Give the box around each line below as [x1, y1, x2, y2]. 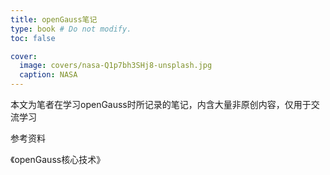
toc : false [10, 33, 56, 43]
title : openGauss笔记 [10, 14, 98, 25]
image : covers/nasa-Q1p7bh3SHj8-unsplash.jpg [19, 61, 213, 71]
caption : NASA [19, 70, 78, 80]
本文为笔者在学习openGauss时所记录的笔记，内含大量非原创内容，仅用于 [10, 99, 312, 110]
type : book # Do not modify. [10, 24, 132, 34]
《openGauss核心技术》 [10, 154, 106, 165]
